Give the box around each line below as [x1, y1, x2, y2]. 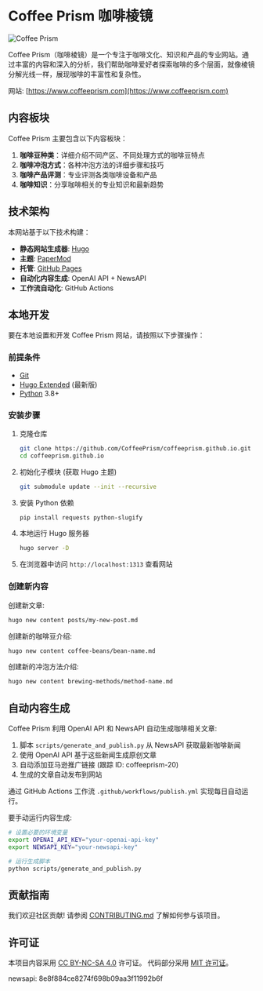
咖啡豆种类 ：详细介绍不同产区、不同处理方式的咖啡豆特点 [19, 150, 205, 159]
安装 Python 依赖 [19, 497, 74, 507]
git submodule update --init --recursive [19, 483, 157, 490]
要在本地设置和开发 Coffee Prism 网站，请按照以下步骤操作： [8, 330, 205, 340]
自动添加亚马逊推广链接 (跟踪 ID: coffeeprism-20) [19, 760, 179, 770]
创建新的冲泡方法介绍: [8, 662, 80, 672]
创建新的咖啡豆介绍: [8, 631, 73, 640]
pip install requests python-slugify [19, 513, 143, 522]
